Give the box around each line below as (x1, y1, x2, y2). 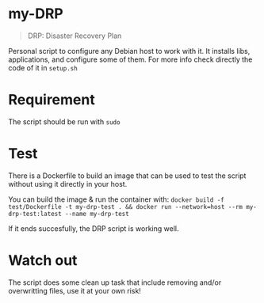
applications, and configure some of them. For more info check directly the (8, 55, 253, 64)
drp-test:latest (8, 210, 62, 218)
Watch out (8, 252, 78, 269)
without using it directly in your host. (8, 179, 128, 188)
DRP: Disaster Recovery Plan (27, 31, 122, 40)
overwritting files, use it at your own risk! (8, 286, 141, 295)
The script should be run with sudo (8, 116, 121, 127)
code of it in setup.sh (8, 62, 78, 72)
